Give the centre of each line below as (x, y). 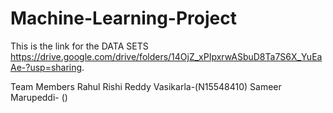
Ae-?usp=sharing (46, 67)
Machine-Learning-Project (123, 18)
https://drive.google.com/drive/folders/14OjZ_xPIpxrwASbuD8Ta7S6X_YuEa (166, 56)
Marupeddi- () (39, 97)
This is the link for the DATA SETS (79, 46)
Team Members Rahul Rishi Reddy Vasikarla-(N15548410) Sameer (146, 86)
